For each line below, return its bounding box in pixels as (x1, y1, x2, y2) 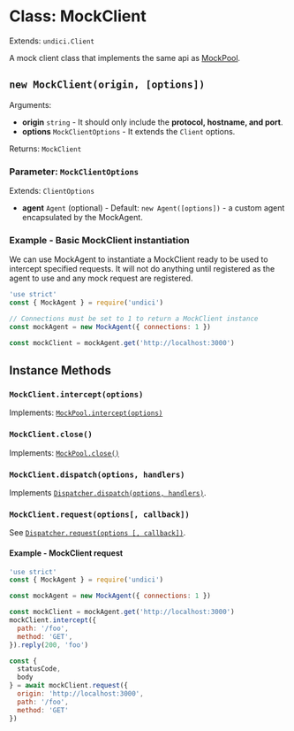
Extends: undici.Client (9, 35, 95, 46)
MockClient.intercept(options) (9, 389, 144, 400)
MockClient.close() (9, 429, 93, 440)
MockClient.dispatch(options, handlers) (9, 469, 185, 480)
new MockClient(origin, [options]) (9, 78, 206, 91)
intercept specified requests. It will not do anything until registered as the (9, 264, 275, 274)
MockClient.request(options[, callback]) (9, 509, 190, 519)
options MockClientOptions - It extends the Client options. (21, 126, 236, 136)
